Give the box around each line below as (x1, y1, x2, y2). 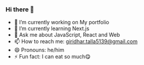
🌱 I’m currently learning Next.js (14, 25, 90, 32)
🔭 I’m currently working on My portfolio (14, 19, 110, 26)
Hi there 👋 (5, 5, 35, 14)
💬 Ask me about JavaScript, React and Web (14, 31, 120, 38)
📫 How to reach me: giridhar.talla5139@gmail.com (14, 38, 138, 45)
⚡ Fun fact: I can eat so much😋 (14, 53, 91, 60)
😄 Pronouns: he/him (14, 47, 64, 54)
